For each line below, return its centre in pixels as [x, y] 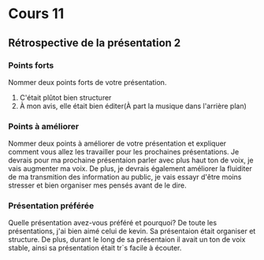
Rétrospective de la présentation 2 [95, 43]
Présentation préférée [51, 206]
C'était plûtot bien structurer [65, 97]
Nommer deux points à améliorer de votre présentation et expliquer [117, 143]
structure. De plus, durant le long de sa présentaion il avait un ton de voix [127, 240]
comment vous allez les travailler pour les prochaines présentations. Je [124, 152]
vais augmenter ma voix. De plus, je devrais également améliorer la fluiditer [130, 169]
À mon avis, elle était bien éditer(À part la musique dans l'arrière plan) [133, 106]
